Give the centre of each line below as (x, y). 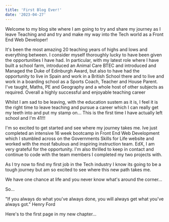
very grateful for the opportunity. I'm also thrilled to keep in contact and (79, 149)
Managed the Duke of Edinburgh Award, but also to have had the (72, 70)
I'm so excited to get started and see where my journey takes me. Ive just (81, 128)
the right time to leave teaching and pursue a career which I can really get (82, 107)
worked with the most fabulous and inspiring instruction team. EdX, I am (80, 143)
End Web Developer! (26, 40)
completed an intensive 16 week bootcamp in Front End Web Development (82, 133)
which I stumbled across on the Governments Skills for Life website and (79, 138)
